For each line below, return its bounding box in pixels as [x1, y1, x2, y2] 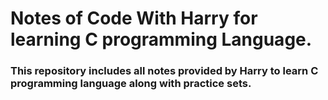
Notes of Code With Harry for [10, 7, 258, 30]
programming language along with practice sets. [10, 77, 252, 91]
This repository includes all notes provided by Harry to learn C [10, 64, 319, 78]
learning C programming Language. [10, 28, 313, 51]
